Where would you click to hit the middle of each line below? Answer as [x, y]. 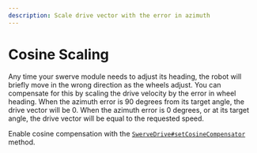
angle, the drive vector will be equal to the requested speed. [106, 118]
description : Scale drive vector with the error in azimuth [110, 15]
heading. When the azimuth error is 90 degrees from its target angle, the [127, 101]
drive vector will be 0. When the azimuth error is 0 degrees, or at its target [129, 110]
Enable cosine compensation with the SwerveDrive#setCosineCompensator [127, 133]
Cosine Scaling [59, 54]
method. [22, 142]
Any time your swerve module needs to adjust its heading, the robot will [125, 76]
